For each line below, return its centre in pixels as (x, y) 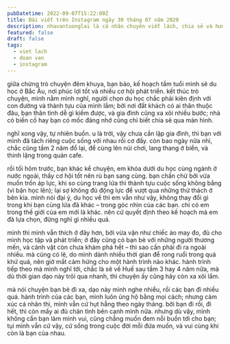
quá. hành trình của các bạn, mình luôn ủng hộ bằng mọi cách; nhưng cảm (112, 296)
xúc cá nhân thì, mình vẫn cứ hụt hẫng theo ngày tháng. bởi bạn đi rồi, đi (110, 304)
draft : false (26, 39)
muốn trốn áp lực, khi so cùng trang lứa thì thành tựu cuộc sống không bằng (114, 183)
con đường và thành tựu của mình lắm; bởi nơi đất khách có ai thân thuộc (110, 105)
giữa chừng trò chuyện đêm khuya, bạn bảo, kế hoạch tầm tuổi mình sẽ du (112, 83)
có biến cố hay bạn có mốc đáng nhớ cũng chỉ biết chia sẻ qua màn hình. (111, 120)
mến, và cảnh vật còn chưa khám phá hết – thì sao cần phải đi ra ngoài (107, 247)
